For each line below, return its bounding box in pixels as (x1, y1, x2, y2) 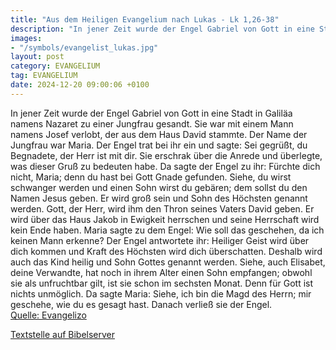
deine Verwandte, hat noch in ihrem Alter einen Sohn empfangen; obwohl (10, 266, 313, 278)
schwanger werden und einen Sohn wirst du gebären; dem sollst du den (10, 181, 308, 193)
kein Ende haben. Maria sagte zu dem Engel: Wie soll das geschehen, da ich (10, 224, 325, 236)
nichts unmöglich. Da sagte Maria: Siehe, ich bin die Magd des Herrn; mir (10, 287, 312, 300)
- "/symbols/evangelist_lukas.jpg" (10, 42, 159, 53)
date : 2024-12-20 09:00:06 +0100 (10, 80, 150, 90)
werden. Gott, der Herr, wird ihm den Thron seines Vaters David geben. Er (10, 202, 315, 215)
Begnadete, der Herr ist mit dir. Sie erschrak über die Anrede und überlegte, (10, 149, 323, 161)
